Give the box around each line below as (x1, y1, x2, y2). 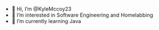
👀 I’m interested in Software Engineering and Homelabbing (11, 12, 154, 18)
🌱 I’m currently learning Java (11, 18, 82, 24)
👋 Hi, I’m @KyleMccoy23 (11, 6, 72, 12)
